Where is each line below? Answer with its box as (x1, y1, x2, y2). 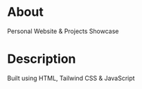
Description (7, 51, 76, 67)
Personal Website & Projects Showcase (7, 27, 119, 35)
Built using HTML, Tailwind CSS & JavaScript (7, 74, 135, 82)
